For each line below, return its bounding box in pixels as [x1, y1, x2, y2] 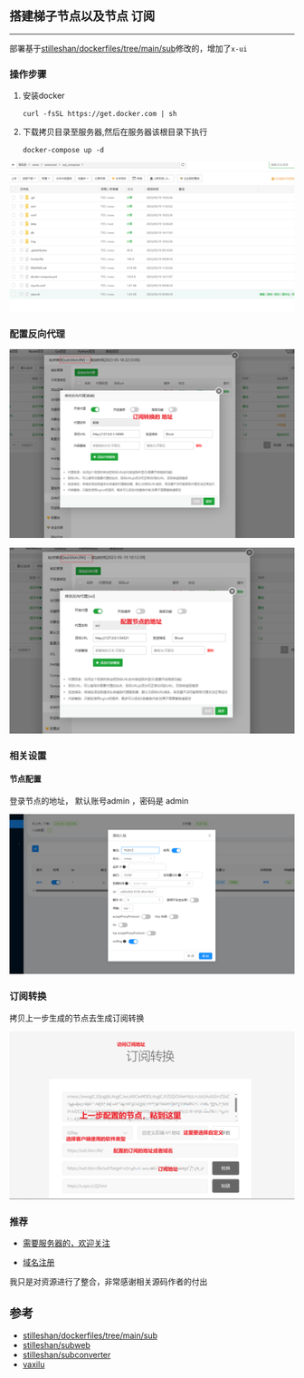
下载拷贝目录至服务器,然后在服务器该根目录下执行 [22, 126, 208, 138]
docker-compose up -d [22, 146, 104, 155]
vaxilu [22, 1359, 45, 1370]
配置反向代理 [9, 327, 66, 340]
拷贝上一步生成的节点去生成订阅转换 [9, 1012, 145, 1023]
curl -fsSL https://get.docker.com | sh [22, 110, 177, 119]
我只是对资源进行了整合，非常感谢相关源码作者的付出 [9, 1276, 208, 1287]
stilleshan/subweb [22, 1340, 90, 1351]
